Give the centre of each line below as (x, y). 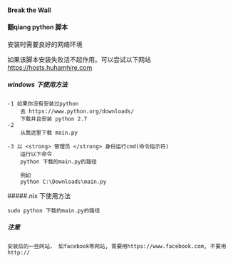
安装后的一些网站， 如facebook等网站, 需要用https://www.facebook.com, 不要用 (117, 246)
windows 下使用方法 (37, 85)
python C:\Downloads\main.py (63, 182)
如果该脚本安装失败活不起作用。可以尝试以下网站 (79, 59)
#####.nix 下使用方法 (39, 195)
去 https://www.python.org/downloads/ (77, 111)
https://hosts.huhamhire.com (50, 67)
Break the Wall (29, 10)
